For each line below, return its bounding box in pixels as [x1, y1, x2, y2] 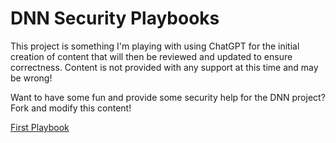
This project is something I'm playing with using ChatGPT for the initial [10, 40, 300, 52]
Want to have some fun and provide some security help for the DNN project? [10, 91, 326, 103]
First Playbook [10, 121, 70, 133]
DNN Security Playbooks [10, 7, 220, 30]
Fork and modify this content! [10, 102, 132, 114]
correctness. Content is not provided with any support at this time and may [10, 61, 319, 73]
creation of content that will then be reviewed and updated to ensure [10, 50, 293, 62]
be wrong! [10, 72, 53, 84]
